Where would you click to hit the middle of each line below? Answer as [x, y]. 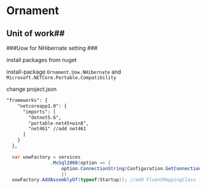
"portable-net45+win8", [59, 123]
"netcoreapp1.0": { [42, 106]
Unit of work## [36, 33]
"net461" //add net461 [57, 129]
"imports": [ [39, 112]
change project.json [32, 89]
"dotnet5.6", [45, 117]
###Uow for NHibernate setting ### [52, 48]
